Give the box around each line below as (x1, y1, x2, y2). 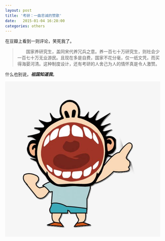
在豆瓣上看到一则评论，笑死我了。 (5, 38, 74, 44)
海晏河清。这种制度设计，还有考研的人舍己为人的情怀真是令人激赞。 (21, 61, 160, 67)
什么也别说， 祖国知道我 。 (5, 71, 57, 77)
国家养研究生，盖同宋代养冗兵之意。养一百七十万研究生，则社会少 (26, 49, 160, 55)
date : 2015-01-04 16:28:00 (5, 18, 65, 23)
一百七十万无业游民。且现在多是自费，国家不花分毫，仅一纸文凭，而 (17, 55, 156, 61)
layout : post (5, 8, 32, 13)
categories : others (5, 24, 45, 29)
